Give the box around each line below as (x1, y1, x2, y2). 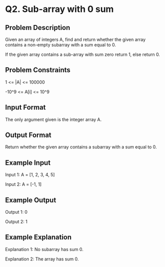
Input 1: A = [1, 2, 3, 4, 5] (5, 172, 55, 178)
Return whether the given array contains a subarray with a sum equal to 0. (5, 144, 157, 150)
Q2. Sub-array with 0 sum (5, 3, 114, 15)
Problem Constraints (5, 66, 71, 74)
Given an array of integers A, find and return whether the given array (5, 36, 146, 42)
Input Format (5, 103, 46, 112)
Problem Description (5, 23, 71, 32)
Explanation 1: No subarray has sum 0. (5, 246, 83, 252)
